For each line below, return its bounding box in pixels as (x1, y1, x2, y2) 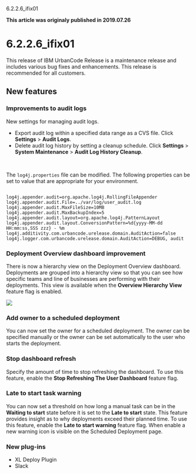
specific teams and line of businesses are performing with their (6, 275, 160, 282)
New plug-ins (6, 443, 46, 451)
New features (6, 87, 57, 97)
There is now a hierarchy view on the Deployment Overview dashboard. (6, 262, 181, 270)
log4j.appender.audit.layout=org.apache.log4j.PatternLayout (6, 214, 160, 221)
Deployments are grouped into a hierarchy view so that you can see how (6, 269, 183, 276)
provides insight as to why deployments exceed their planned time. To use (6, 415, 188, 422)
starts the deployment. (6, 340, 62, 347)
